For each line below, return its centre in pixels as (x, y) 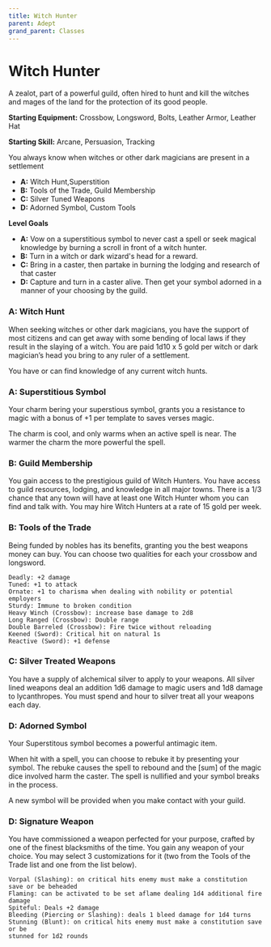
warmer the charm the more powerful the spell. (87, 442)
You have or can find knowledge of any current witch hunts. (108, 371)
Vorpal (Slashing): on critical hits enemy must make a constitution (128, 880)
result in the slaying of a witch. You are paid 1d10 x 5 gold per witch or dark (133, 346)
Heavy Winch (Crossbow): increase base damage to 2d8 (101, 613)
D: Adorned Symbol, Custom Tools (78, 208)
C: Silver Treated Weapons (62, 661)
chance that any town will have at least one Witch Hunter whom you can (129, 498)
